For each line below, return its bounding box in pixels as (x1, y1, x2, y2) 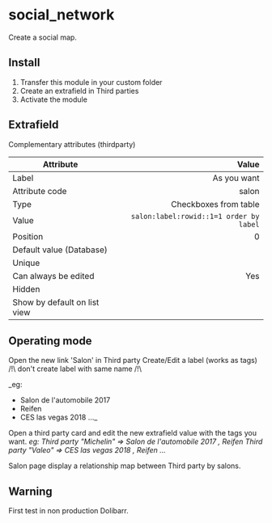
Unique (12, 257, 40, 268)
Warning (8, 484, 53, 498)
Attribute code (12, 185, 67, 196)
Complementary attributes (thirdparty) (8, 139, 136, 149)
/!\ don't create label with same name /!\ (8, 364, 142, 373)
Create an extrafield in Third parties (19, 86, 139, 95)
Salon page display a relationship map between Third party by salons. (8, 461, 241, 470)
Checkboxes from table (171, 198, 260, 209)
